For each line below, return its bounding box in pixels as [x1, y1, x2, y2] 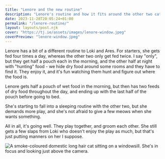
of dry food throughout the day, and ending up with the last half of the [5, 89, 147, 94]
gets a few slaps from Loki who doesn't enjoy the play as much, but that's [5, 128, 155, 134]
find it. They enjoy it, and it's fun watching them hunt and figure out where [5, 68, 156, 74]
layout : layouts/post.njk [5, 25, 58, 30]
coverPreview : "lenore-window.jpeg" [5, 35, 80, 40]
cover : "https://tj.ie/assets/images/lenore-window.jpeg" [5, 30, 126, 35]
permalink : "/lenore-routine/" [5, 21, 69, 26]
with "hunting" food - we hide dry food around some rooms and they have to [5, 63, 160, 69]
